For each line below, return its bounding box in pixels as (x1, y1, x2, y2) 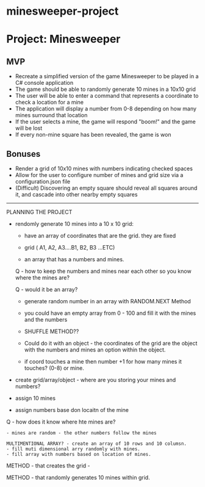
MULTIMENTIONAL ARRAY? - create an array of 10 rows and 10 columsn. (6, 441, 187, 447)
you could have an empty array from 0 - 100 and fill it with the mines (24, 309, 196, 317)
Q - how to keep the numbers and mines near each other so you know (15, 267, 192, 275)
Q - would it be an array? (15, 286, 78, 293)
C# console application (15, 79, 74, 87)
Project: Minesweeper (6, 32, 121, 46)
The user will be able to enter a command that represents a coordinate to (15, 92, 199, 99)
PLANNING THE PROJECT (6, 209, 73, 215)
